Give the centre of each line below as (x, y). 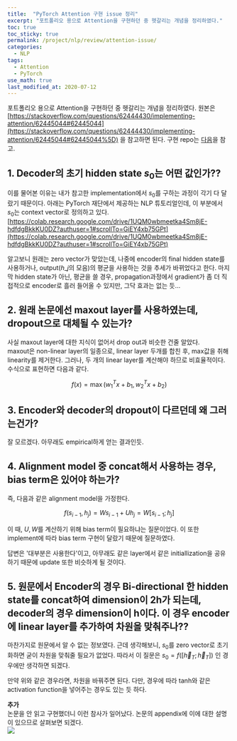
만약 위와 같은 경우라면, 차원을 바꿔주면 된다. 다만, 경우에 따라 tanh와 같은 (109, 680)
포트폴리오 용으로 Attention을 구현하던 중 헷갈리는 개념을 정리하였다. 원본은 (111, 108)
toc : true (22, 27)
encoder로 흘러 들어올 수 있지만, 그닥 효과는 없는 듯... (106, 285)
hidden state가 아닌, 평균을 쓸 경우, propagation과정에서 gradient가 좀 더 (117, 276)
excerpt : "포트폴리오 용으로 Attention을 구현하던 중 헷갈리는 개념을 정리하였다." (115, 21)
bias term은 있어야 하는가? (64, 480)
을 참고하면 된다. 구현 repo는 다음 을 (169, 140)
